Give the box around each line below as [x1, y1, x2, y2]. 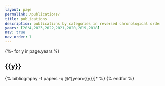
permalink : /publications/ [5, 12, 60, 17]
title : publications [5, 16, 48, 21]
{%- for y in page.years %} [5, 48, 60, 54]
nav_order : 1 [5, 35, 32, 40]
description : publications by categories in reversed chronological [5, 21, 148, 26]
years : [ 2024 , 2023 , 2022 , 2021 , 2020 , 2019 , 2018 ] [5, 26, 100, 30]
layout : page [5, 7, 32, 12]
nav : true [5, 30, 26, 35]
